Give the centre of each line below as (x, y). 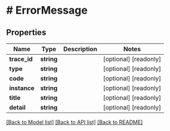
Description (80, 49)
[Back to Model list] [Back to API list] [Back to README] (75, 122)
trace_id (21, 59)
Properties (26, 32)
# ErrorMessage (47, 10)
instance (22, 88)
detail (17, 107)
